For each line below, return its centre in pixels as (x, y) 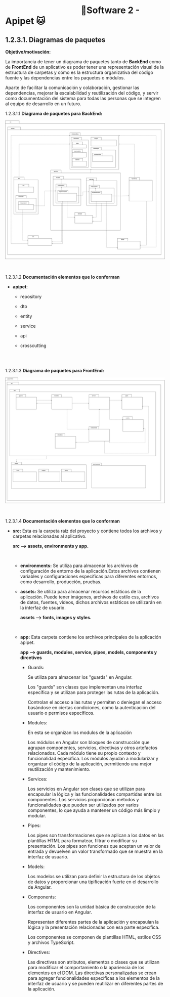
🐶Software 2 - (110, 10)
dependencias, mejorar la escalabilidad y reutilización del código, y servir (82, 93)
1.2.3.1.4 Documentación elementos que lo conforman (62, 521)
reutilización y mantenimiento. (59, 769)
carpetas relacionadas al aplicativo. (50, 536)
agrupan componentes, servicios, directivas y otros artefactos (93, 748)
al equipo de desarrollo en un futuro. (43, 104)
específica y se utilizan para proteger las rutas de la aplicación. (94, 692)
